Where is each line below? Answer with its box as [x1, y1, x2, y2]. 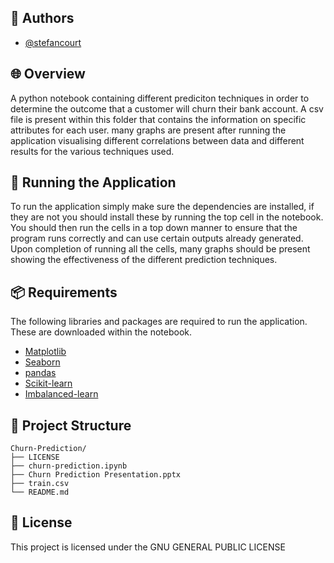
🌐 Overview [10, 66, 86, 83]
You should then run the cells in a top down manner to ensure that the [10, 222, 298, 234]
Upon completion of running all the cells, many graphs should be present [10, 243, 311, 255]
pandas [24, 367, 57, 379]
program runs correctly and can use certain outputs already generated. [10, 232, 304, 245]
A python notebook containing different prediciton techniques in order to [10, 92, 310, 104]
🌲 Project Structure [10, 417, 132, 434]
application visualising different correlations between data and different [10, 134, 305, 146]
